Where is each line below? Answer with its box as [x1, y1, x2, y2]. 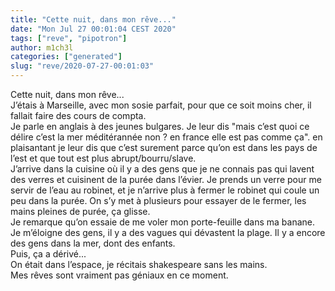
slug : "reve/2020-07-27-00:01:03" [10, 61, 155, 71]
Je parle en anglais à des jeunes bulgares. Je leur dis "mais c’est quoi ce [10, 121, 310, 132]
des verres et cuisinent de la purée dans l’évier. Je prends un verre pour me [10, 174, 322, 185]
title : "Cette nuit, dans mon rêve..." [10, 14, 177, 25]
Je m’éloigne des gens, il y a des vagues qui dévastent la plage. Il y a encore [10, 227, 326, 238]
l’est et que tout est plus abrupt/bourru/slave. [10, 152, 197, 164]
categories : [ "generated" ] [10, 52, 123, 62]
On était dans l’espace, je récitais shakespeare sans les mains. [10, 259, 268, 270]
